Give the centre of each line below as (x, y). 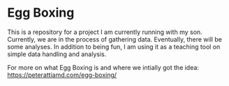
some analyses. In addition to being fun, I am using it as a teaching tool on (114, 46)
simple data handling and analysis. (57, 54)
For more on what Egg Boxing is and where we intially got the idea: (103, 67)
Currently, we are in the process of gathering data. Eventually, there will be (114, 39)
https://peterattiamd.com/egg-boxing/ (62, 75)
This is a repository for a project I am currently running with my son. (105, 32)
